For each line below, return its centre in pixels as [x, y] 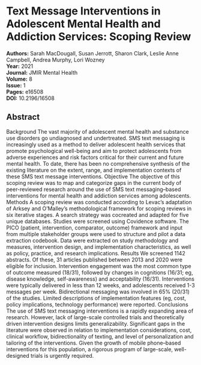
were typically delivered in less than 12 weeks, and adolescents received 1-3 [100, 285]
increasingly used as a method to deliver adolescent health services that [96, 144]
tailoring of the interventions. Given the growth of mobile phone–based [94, 343]
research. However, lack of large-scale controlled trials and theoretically [95, 317]
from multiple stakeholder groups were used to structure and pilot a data [96, 234]
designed [18, 355]
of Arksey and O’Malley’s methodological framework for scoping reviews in [99, 208]
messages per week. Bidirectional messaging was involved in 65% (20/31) [98, 292]
